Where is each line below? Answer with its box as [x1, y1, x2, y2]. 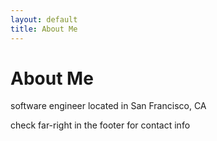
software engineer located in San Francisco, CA [10, 100, 207, 112]
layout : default [10, 14, 78, 25]
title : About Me [10, 24, 78, 34]
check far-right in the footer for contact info [10, 119, 191, 131]
